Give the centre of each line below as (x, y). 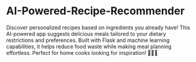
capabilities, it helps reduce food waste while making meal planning (89, 46)
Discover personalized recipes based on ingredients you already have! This (98, 27)
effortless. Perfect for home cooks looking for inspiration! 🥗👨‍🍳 (82, 52)
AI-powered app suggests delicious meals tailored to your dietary (86, 33)
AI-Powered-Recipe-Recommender (96, 11)
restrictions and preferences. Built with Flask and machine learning (88, 40)
